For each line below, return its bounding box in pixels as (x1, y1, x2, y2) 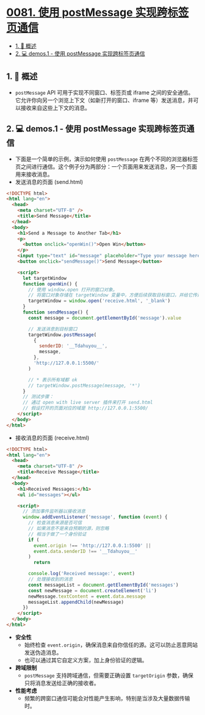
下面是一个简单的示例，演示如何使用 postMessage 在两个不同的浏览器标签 (15, 155, 198, 163)
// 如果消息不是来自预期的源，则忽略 (28, 526, 110, 532)
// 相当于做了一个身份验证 (28, 531, 87, 537)
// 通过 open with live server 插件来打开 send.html (22, 400, 153, 406)
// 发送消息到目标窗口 (28, 326, 77, 332)
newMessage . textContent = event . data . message (28, 593, 146, 599)
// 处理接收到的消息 (28, 576, 73, 582)
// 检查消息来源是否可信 (28, 520, 82, 526)
